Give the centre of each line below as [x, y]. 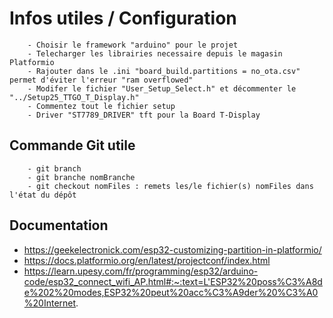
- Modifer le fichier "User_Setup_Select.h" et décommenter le [162, 88]
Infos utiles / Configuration [123, 18]
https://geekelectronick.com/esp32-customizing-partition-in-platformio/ [172, 249]
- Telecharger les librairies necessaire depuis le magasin [155, 53]
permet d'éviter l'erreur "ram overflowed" [101, 80]
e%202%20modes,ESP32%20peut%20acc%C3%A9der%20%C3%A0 [171, 292]
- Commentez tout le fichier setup [101, 106]
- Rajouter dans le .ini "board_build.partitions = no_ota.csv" [164, 71]
